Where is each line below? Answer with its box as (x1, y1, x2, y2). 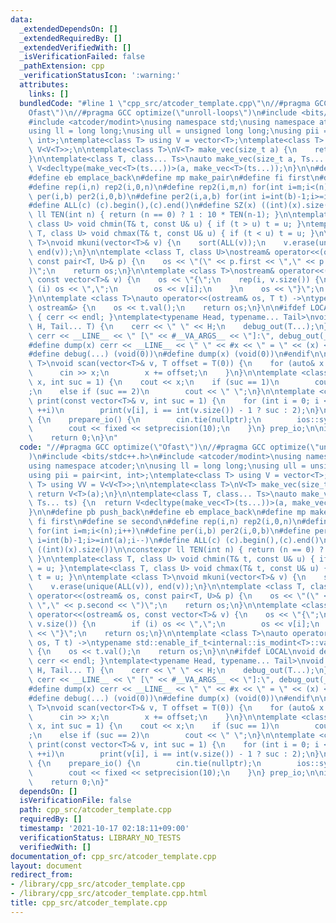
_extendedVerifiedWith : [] (19, 42, 132, 53)
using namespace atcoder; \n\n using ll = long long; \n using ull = (28, 461, 307, 471)
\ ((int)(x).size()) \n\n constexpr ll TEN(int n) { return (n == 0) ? (28, 544, 325, 555)
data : (10, 14, 33, 25)
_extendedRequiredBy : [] (19, 33, 123, 43)
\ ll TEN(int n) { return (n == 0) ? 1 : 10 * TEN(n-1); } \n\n (28, 210, 298, 220)
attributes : (19, 80, 70, 90)
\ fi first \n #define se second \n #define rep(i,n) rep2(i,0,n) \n (28, 517, 302, 527)
